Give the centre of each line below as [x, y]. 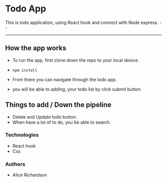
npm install [25, 70]
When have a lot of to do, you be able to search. [61, 122]
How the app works [36, 48]
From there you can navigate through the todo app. [65, 79]
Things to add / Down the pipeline [58, 105]
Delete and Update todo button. [45, 117]
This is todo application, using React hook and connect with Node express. [82, 22]
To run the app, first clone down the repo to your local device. [76, 60]
